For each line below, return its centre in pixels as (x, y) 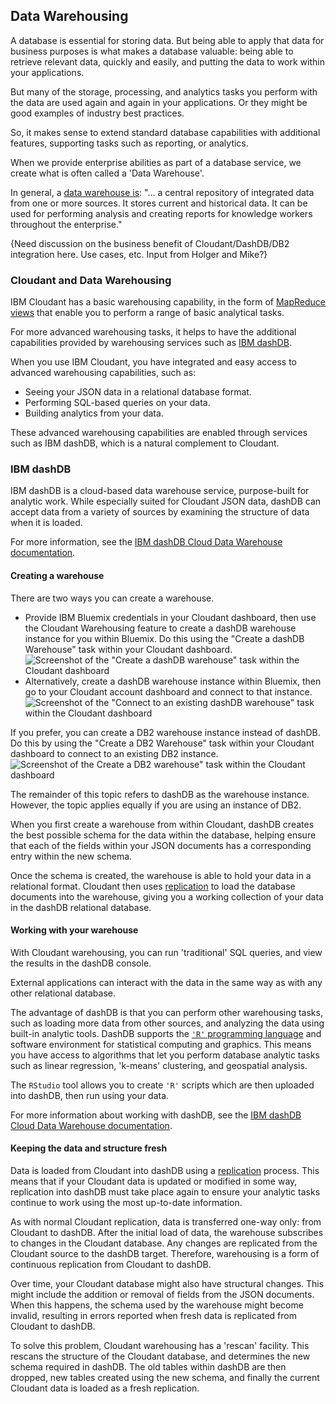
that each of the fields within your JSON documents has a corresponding (161, 845)
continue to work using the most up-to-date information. (126, 1203)
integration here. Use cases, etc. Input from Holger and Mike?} (139, 254)
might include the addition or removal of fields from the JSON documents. (162, 1295)
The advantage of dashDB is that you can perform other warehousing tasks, (166, 1012)
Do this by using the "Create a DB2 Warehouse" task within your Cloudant (162, 743)
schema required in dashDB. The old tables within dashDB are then (148, 1367)
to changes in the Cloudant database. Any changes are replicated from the (164, 1243)
